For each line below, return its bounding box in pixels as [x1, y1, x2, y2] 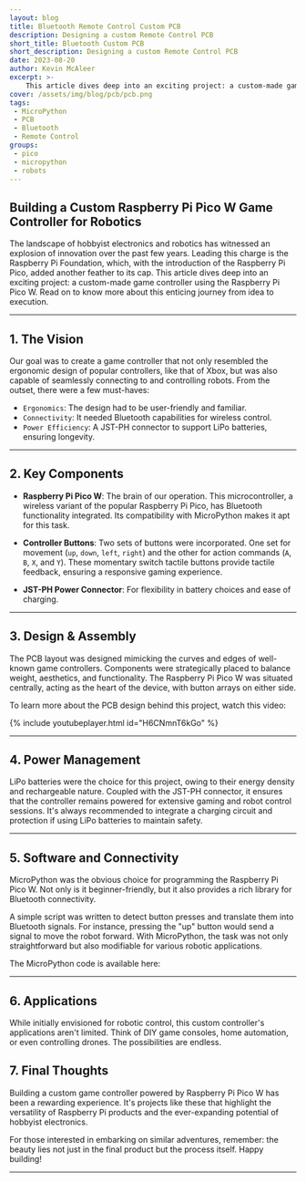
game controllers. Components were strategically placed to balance [36, 662, 291, 673]
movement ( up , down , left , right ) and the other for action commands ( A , [22, 546, 291, 557]
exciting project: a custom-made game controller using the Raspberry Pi [9, 277, 280, 288]
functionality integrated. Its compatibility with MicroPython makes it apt [22, 510, 291, 521]
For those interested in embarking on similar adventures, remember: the [9, 1134, 280, 1145]
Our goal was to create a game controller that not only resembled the [9, 356, 269, 366]
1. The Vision [9, 331, 84, 347]
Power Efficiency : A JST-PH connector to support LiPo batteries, [22, 421, 268, 432]
